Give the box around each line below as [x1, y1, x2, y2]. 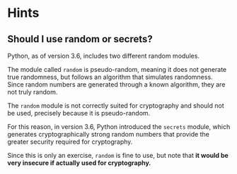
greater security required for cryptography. [7, 137, 133, 146]
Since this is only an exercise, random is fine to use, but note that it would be [7, 151, 229, 159]
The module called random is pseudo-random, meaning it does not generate [7, 66, 227, 73]
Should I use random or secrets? [7, 33, 154, 45]
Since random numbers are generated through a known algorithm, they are [7, 80, 226, 89]
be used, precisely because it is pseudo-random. [7, 109, 151, 117]
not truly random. [7, 88, 58, 96]
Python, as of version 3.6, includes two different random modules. [7, 51, 200, 60]
